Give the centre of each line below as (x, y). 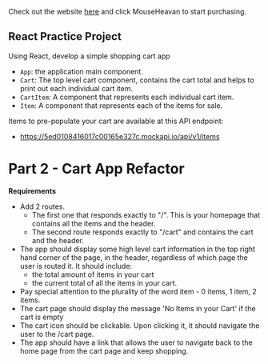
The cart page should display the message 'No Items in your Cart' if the (138, 308)
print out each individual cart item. (76, 88)
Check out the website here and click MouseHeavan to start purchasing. (127, 12)
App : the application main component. (82, 71)
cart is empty (42, 317)
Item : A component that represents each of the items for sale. (121, 105)
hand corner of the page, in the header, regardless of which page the (134, 257)
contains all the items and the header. (94, 223)
